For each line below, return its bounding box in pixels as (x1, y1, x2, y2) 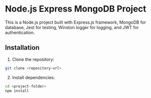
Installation (5, 43, 40, 52)
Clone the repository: (12, 56, 55, 62)
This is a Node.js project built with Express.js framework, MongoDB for (5, 19, 146, 25)
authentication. (5, 29, 35, 35)
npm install (5, 88, 29, 93)
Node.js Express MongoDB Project (5, 3, 147, 14)
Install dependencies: (12, 74, 55, 80)
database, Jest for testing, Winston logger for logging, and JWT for (5, 24, 139, 30)
